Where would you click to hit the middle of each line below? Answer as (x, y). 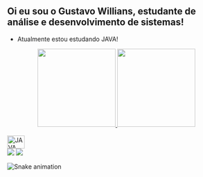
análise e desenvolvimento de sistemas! (96, 23)
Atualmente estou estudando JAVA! (68, 39)
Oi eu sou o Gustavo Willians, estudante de (101, 11)
